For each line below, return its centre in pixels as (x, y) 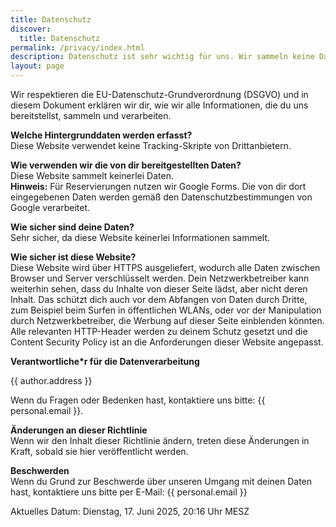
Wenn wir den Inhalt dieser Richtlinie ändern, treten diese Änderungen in (160, 440)
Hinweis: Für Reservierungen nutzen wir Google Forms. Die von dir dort (158, 186)
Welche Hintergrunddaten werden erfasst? (101, 135)
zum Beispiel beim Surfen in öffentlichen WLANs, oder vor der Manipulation (166, 310)
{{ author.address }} (51, 380)
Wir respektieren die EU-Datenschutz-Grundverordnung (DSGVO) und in (159, 94)
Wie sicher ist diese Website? (73, 257)
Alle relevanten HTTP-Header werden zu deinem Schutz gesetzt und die (159, 331)
